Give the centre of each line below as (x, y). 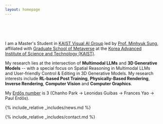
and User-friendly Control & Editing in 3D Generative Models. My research (79, 73)
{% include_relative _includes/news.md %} (48, 108)
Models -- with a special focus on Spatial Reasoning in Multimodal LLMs (78, 68)
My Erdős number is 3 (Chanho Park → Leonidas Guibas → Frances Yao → (80, 93)
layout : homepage (23, 9)
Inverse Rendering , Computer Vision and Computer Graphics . (69, 83)
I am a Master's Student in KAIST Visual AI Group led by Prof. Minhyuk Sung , (82, 43)
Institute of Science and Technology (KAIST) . (50, 53)
